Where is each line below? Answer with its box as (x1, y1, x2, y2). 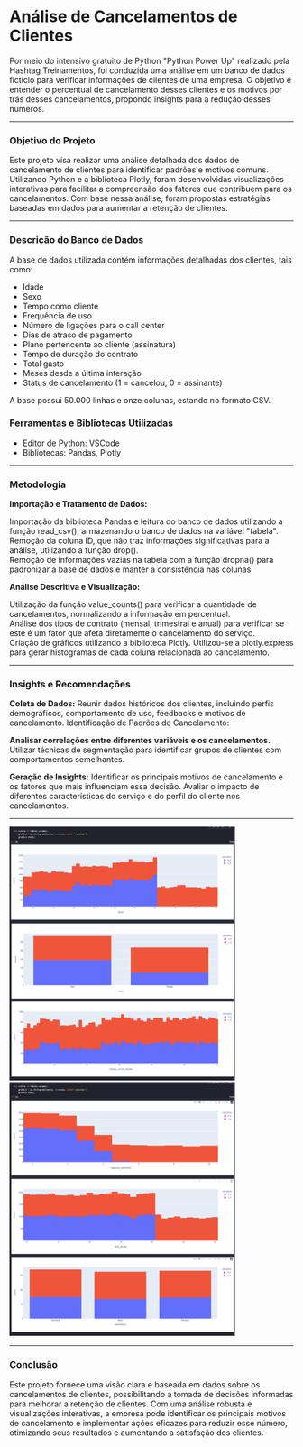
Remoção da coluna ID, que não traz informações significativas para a (9, 535, 270, 547)
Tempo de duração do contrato (22, 348, 139, 359)
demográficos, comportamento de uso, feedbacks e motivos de (9, 708, 246, 719)
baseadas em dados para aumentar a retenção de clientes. (9, 203, 228, 214)
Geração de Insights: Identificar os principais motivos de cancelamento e (9, 771, 284, 782)
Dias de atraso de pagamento (22, 329, 133, 340)
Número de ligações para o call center (22, 319, 165, 330)
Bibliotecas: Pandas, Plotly (22, 447, 122, 457)
